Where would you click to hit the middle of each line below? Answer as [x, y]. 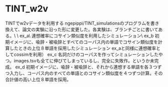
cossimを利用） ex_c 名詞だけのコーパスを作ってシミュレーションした [86, 54]
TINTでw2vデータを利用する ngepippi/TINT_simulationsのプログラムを [78, 23]
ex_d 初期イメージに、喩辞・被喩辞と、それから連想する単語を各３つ [86, 67]
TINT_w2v [27, 9]
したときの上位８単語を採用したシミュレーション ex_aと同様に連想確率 [83, 48]
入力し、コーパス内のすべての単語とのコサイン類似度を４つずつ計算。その [86, 73]
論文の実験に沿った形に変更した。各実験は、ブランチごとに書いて [90, 29]
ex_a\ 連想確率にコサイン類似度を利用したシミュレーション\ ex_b [87, 35]
